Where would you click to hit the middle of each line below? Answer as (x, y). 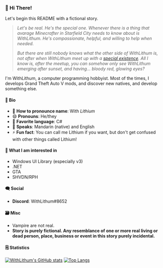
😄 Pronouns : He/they (35, 116)
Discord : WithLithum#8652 (40, 201)
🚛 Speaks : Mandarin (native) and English (53, 127)
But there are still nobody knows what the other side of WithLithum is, (87, 53)
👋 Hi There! (19, 8)
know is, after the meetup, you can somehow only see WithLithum (84, 64)
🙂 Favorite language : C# (37, 121)
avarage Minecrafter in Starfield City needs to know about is (78, 33)
